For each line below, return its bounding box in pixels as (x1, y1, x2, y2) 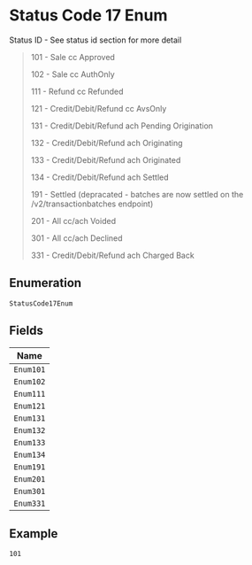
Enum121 (13, 400, 46, 411)
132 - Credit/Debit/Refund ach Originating (30, 137, 183, 148)
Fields (9, 323, 44, 338)
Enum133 (13, 437, 46, 447)
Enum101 (13, 364, 46, 375)
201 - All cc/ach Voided (30, 215, 117, 226)
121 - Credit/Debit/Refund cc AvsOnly (30, 103, 167, 113)
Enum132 (13, 425, 46, 435)
